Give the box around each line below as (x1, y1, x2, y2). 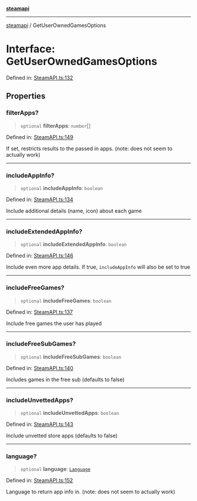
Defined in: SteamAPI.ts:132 (6, 74, 73, 81)
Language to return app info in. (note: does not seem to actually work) (6, 488, 176, 495)
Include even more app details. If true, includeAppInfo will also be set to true (6, 263, 191, 270)
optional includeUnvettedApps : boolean (20, 409, 119, 417)
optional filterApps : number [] (20, 122, 91, 129)
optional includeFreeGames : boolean (20, 297, 112, 304)
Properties (6, 91, 46, 101)
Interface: (6, 42, 56, 56)
